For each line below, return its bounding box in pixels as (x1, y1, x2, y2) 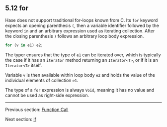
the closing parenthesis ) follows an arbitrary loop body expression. (5, 33, 144, 39)
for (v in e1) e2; (5, 42, 43, 48)
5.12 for (5, 4, 29, 12)
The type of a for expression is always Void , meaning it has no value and (5, 87, 155, 93)
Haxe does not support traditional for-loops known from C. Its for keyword (5, 17, 158, 23)
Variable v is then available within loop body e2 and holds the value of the (5, 72, 155, 78)
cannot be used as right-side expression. (5, 92, 89, 98)
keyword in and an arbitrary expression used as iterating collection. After (5, 27, 155, 34)
